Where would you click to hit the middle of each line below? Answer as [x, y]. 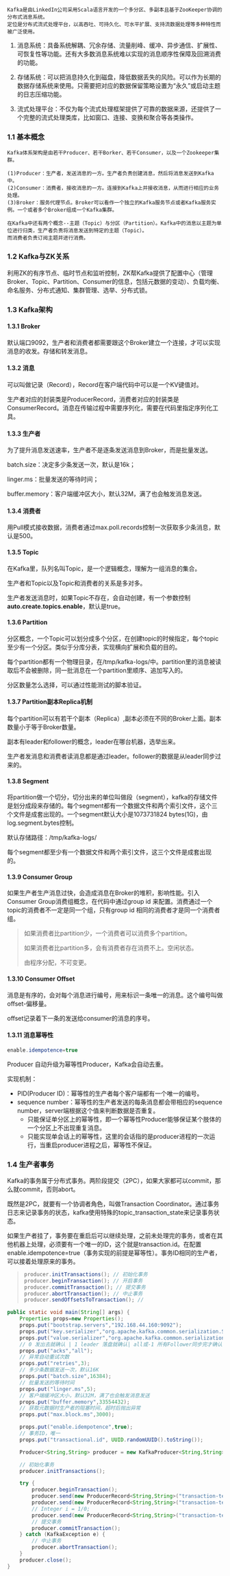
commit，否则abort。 [49, 1189]
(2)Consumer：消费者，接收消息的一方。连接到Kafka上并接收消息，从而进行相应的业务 [113, 188]
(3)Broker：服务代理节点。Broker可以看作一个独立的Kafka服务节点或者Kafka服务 [109, 203]
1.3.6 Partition [27, 622]
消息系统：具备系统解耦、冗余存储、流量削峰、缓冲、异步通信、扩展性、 [119, 45]
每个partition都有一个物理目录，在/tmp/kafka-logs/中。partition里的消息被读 [114, 661]
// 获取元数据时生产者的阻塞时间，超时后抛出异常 [80, 1408]
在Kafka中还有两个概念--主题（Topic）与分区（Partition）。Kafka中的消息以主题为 [112, 223]
